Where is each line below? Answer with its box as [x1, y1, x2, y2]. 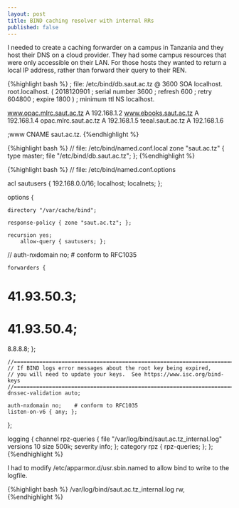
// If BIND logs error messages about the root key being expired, [7, 365, 212, 372]
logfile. [7, 471, 28, 479]
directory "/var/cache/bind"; [7, 207, 97, 214]
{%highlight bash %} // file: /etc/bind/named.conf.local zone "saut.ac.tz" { [7, 144, 225, 153]
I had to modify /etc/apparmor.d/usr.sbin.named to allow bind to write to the [7, 463, 230, 472]
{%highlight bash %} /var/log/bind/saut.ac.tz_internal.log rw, [7, 484, 185, 493]
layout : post [7, 10, 46, 18]
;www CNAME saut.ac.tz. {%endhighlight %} [7, 130, 139, 139]
